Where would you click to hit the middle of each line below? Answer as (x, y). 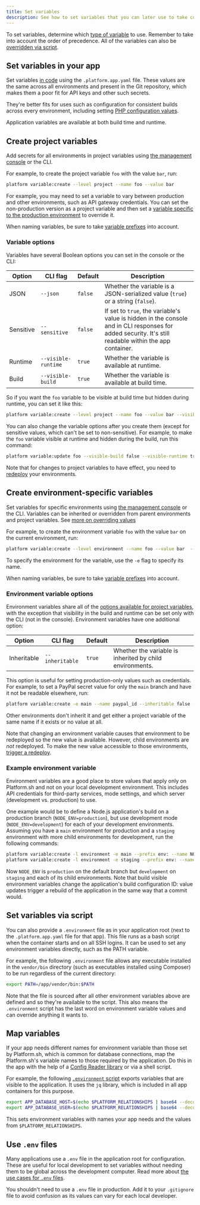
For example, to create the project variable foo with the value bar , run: (92, 173)
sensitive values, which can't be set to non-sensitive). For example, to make (99, 433)
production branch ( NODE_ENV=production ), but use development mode (92, 818)
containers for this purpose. (40, 1091)
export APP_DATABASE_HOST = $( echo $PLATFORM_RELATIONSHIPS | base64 (92, 1102)
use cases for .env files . (36, 1178)
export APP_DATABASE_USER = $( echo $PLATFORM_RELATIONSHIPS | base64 (92, 1108)
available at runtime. (133, 365)
